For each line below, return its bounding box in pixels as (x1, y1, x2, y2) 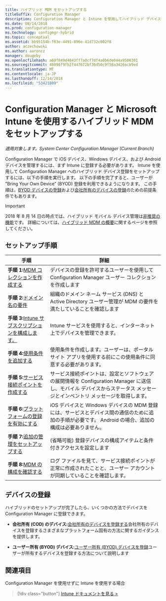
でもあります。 (9, 193, 40, 199)
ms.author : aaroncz (5, 48, 45, 53)
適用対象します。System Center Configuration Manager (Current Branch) (5, 145, 154, 151)
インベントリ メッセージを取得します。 (60, 393, 150, 400)
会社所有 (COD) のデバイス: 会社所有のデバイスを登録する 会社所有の (12, 521, 150, 527)
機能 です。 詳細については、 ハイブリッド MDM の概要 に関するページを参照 (5, 219, 158, 225)
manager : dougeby (5, 53, 41, 58)
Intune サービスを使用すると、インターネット (50, 322, 155, 329)
